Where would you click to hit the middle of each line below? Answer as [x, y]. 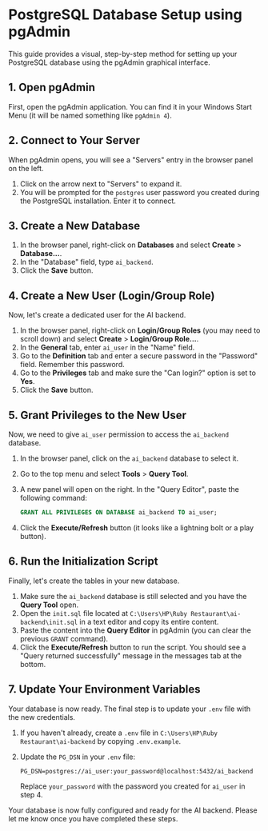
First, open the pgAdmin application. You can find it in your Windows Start [130, 106]
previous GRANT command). [64, 638]
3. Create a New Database [74, 226]
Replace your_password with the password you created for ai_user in [132, 786]
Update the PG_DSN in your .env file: [78, 757]
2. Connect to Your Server [74, 140]
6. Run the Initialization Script [83, 561]
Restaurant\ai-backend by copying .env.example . [100, 741]
